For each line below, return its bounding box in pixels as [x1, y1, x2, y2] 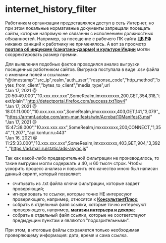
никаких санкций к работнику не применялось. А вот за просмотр [5, 41, 146, 47]
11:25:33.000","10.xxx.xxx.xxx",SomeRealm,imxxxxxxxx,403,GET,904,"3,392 [5, 140, 161, 146]
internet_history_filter [5, 3, 97, 15]
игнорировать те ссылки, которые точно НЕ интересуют [12, 191, 132, 197]
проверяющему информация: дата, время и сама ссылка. [5, 232, 128, 238]
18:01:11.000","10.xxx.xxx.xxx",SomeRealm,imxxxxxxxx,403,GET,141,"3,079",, [5, 108, 161, 115]
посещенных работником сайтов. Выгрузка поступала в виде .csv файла [5, 66, 160, 72]
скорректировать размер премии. [5, 51, 78, 58]
